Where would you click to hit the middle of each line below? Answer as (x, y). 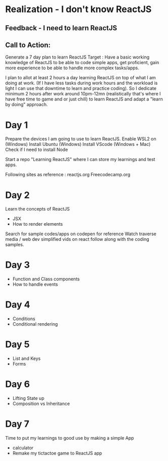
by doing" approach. (26, 105)
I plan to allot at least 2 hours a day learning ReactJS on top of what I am (81, 78)
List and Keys (26, 358)
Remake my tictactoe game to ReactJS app (57, 453)
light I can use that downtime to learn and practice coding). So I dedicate (81, 88)
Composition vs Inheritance (41, 404)
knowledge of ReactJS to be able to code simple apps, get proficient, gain (82, 63)
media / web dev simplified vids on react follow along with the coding (77, 239)
